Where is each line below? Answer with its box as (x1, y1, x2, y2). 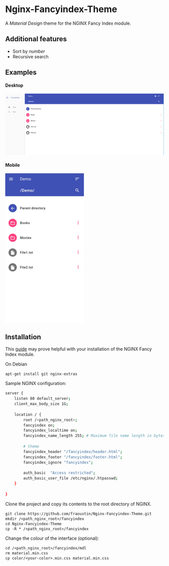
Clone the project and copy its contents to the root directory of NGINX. (5, 500, 152, 507)
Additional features (5, 35, 67, 43)
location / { (14, 412, 42, 417)
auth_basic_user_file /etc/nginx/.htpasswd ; (23, 476, 118, 481)
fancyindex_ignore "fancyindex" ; (23, 460, 94, 465)
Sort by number (12, 48, 45, 54)
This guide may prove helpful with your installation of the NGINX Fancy (5, 346, 152, 352)
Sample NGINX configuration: (5, 381, 66, 387)
